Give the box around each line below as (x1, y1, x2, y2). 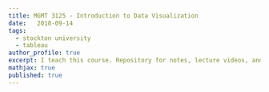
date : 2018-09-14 (8, 19, 74, 27)
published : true (8, 71, 62, 79)
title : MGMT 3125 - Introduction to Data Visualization (8, 11, 199, 20)
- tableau (15, 42, 48, 50)
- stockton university (15, 34, 91, 42)
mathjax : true (8, 64, 56, 72)
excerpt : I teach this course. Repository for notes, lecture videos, (8, 57, 249, 65)
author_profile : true (8, 49, 81, 57)
